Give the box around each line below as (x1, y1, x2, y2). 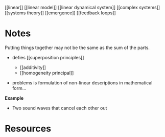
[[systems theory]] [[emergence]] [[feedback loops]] (5, 10, 116, 16)
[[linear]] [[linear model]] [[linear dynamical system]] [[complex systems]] (5, 5, 160, 10)
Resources (5, 123, 52, 134)
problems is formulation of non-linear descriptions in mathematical (12, 79, 153, 86)
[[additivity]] (19, 64, 46, 71)
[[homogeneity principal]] (19, 70, 74, 76)
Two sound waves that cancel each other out (12, 105, 107, 111)
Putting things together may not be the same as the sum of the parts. (5, 44, 150, 51)
